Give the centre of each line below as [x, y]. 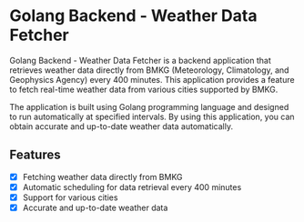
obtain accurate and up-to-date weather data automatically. [122, 126]
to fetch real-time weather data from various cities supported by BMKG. [144, 89]
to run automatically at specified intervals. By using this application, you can [152, 116]
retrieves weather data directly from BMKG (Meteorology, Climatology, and [149, 70]
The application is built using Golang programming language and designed [149, 106]
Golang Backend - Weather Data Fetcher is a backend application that [140, 60]
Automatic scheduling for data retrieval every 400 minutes [132, 187]
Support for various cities [70, 197]
